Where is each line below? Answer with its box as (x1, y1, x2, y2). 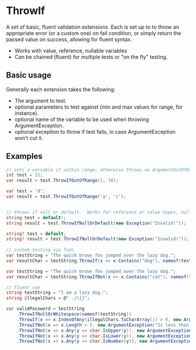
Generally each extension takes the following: (6, 86, 116, 93)
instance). (14, 109, 39, 116)
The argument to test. (14, 97, 67, 104)
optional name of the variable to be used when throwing (14, 116, 149, 123)
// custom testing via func (6, 247, 75, 253)
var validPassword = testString (6, 306, 85, 312)
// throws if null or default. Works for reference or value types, (6, 209, 179, 215)
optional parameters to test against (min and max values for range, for (14, 103, 183, 110)
